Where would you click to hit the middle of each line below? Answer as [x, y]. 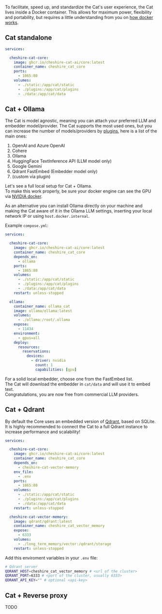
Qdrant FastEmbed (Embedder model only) [55, 172]
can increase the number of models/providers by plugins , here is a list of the [81, 131]
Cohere [20, 151]
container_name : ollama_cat [42, 306]
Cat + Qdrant [25, 410]
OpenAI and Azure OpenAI [38, 146]
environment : [27, 333]
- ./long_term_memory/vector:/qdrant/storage [64, 544]
